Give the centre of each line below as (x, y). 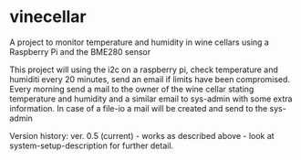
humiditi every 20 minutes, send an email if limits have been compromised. (150, 79)
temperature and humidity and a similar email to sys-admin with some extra (151, 99)
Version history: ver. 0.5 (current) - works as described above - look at (142, 135)
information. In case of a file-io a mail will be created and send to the (139, 108)
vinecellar (48, 17)
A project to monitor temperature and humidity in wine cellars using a (139, 42)
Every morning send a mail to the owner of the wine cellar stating (132, 89)
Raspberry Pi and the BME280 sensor (80, 51)
